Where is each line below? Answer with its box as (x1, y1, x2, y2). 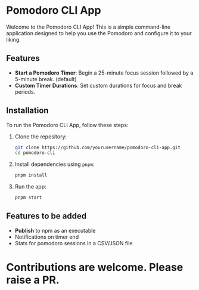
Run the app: (14, 183, 46, 190)
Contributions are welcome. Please (6, 261, 184, 274)
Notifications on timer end (14, 233, 79, 240)
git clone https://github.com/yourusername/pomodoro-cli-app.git (14, 144, 181, 150)
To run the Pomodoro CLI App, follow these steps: (6, 121, 129, 128)
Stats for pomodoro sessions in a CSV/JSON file (14, 239, 133, 246)
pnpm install (14, 172, 48, 178)
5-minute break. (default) (14, 75, 77, 82)
